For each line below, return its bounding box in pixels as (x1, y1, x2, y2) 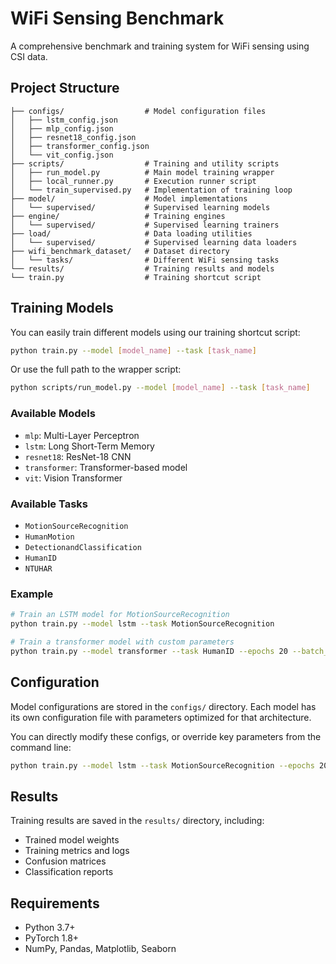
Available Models (10, 407, 96, 421)
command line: (10, 741, 72, 753)
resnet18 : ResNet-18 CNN (24, 450, 132, 462)
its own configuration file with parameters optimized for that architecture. (10, 711, 312, 723)
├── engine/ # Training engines (10, 211, 226, 221)
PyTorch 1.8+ (24, 932, 80, 944)
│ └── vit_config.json (10, 150, 114, 160)
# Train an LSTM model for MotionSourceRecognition (10, 610, 230, 620)
